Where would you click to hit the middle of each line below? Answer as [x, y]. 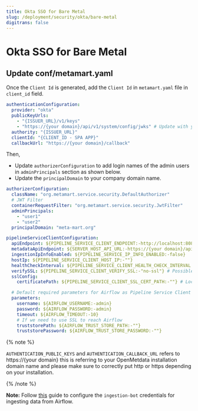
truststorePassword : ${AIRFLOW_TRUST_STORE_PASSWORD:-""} [89, 331]
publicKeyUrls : [30, 116]
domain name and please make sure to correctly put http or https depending [99, 366]
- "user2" [29, 222]
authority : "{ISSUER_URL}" [44, 132]
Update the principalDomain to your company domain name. [88, 178]
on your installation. [30, 373]
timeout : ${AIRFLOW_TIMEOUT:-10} [58, 314]
